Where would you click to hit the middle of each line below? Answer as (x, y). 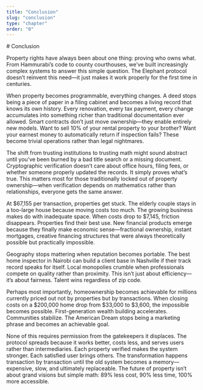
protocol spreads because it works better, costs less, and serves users (95, 342)
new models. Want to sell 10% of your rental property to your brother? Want (101, 128)
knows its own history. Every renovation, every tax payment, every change (100, 109)
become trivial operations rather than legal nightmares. (75, 141)
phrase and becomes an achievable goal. (58, 324)
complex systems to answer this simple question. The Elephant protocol (97, 71)
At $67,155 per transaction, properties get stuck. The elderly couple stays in (101, 204)
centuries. (19, 84)
